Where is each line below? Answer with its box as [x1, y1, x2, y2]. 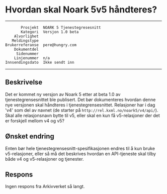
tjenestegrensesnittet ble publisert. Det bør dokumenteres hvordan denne [5, 97, 156, 102]
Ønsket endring [5, 132, 55, 141]
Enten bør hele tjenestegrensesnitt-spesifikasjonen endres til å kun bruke [5, 145, 155, 151]
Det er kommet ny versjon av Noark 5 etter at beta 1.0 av [5, 91, 121, 97]
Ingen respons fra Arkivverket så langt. [5, 184, 85, 190]
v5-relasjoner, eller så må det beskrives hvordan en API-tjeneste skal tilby [5, 151, 156, 157]
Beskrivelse [5, 78, 43, 87]
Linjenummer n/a [14, 55, 50, 61]
